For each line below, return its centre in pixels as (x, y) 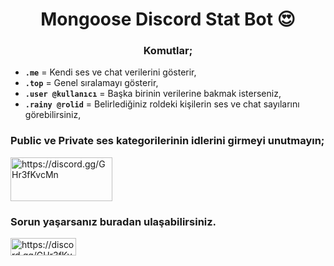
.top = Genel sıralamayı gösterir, (91, 83)
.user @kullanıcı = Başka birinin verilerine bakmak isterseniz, (153, 94)
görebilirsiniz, (53, 115)
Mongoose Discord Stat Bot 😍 (168, 19)
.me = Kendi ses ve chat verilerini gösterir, (110, 72)
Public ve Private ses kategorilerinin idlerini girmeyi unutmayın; (167, 141)
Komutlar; (168, 51)
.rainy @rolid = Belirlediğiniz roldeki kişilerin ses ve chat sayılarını (162, 104)
